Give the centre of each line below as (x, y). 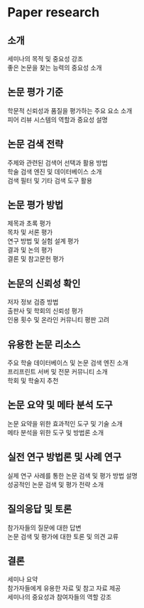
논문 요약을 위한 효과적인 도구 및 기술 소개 (65, 423)
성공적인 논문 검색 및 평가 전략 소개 (56, 484)
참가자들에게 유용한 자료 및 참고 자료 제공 (64, 588)
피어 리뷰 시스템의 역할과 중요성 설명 (57, 119)
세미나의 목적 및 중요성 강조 (45, 59)
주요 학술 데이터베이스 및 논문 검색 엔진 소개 (68, 363)
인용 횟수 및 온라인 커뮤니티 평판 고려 (59, 320)
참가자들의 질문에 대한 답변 (44, 528)
